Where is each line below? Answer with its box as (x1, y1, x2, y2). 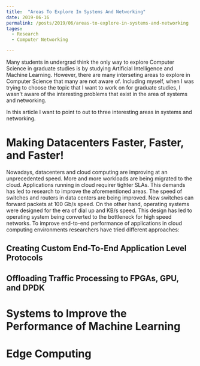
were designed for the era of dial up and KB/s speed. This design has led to (6, 207, 193, 214)
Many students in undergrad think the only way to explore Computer (6, 58, 175, 66)
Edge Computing (6, 347, 92, 361)
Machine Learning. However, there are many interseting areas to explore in (6, 72, 190, 78)
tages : (6, 25, 23, 32)
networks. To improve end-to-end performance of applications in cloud (6, 219, 183, 227)
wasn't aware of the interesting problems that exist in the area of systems (6, 91, 187, 97)
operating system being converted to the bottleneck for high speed (6, 213, 172, 220)
